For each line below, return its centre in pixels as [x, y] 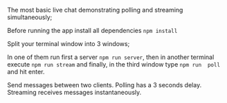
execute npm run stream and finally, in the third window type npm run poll [113, 64]
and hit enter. [26, 72]
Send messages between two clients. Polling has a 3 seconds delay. [105, 85]
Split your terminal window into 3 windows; [69, 44]
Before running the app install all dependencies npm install [92, 31]
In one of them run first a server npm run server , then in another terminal [111, 57]
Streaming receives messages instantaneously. [74, 92]
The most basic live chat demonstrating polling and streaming [95, 10]
